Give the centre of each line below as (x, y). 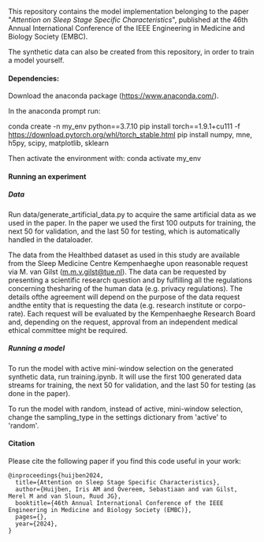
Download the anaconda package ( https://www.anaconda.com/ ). (113, 96)
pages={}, (31, 517)
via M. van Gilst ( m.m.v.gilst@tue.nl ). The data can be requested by (117, 271)
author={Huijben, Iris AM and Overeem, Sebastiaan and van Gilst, (126, 489)
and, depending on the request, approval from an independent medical (123, 322)
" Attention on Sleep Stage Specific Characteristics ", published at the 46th (128, 20)
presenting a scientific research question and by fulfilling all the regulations (130, 280)
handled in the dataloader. (50, 239)
